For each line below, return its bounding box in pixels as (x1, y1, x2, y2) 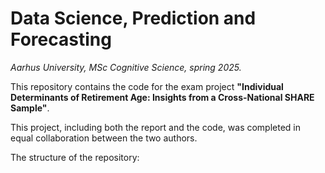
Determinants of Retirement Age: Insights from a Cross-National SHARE (10, 91, 315, 103)
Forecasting (10, 28, 112, 51)
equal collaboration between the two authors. (10, 132, 198, 144)
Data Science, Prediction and (10, 7, 257, 30)
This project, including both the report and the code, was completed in (10, 121, 302, 133)
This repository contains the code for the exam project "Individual (10, 80, 284, 92)
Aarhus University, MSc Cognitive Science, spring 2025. (10, 61, 242, 73)
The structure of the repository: (10, 151, 140, 163)
